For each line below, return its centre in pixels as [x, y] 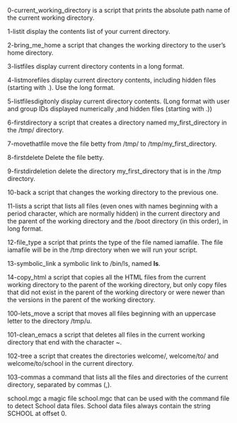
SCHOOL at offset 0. [37, 413]
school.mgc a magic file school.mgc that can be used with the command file [118, 398]
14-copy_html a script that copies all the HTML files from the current [107, 277]
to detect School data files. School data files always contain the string [109, 406]
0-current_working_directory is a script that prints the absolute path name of [119, 10]
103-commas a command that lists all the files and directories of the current [118, 377]
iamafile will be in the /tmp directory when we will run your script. [103, 250]
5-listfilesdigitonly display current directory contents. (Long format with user [118, 101]
